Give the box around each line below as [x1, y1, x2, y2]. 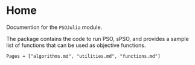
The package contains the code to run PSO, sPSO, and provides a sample [6, 35, 189, 42]
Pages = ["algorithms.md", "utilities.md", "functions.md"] [6, 53, 161, 59]
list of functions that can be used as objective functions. [6, 42, 146, 49]
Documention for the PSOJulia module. [6, 23, 103, 31]
